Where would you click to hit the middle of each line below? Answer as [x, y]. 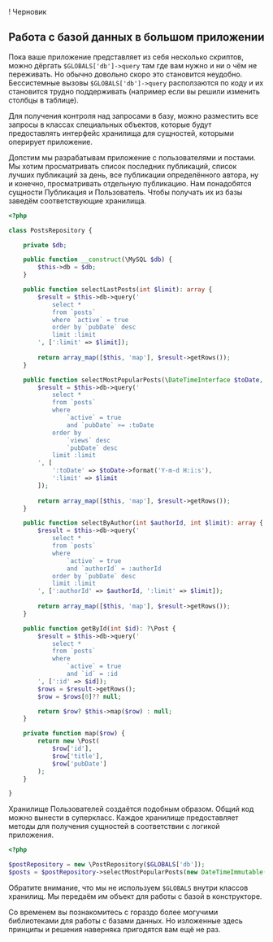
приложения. [31, 835]
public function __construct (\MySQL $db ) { [98, 259]
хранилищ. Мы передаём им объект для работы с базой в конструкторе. [135, 896]
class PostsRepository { [50, 230]
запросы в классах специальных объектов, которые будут [110, 124]
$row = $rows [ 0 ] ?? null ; [80, 696]
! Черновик [28, 12]
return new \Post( [69, 741]
